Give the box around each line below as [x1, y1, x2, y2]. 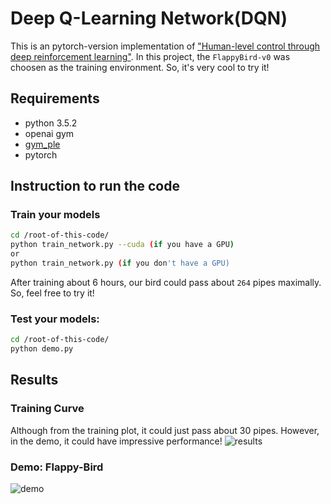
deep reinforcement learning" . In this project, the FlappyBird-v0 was [10, 50, 291, 62]
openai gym [24, 127, 75, 139]
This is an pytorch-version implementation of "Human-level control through [10, 40, 321, 52]
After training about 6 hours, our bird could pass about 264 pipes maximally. [10, 276, 322, 288]
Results [10, 372, 59, 389]
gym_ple [24, 138, 61, 150]
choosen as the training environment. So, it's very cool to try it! [10, 61, 270, 73]
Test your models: [10, 312, 100, 326]
